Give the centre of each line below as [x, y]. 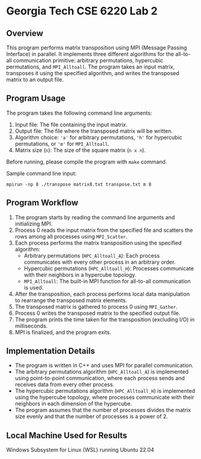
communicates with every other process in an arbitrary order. [100, 262]
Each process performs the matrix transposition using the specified [98, 243]
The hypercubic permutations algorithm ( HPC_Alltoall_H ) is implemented [105, 391]
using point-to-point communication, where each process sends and [100, 378]
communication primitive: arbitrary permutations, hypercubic [88, 60]
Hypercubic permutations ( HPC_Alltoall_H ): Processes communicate [109, 268]
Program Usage [36, 98]
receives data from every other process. [64, 385]
